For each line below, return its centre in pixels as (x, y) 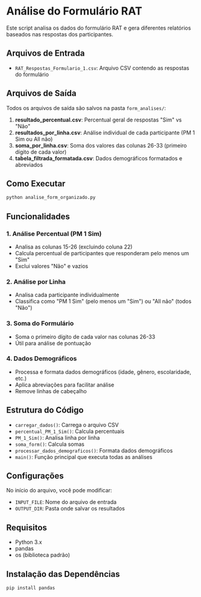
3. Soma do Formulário (40, 324)
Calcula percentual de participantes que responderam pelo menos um (102, 253)
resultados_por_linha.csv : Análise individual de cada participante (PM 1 (105, 132)
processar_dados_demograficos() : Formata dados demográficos (94, 450)
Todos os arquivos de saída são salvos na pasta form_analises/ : (86, 108)
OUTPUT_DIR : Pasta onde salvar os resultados (70, 509)
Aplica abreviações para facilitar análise (65, 385)
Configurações (35, 476)
